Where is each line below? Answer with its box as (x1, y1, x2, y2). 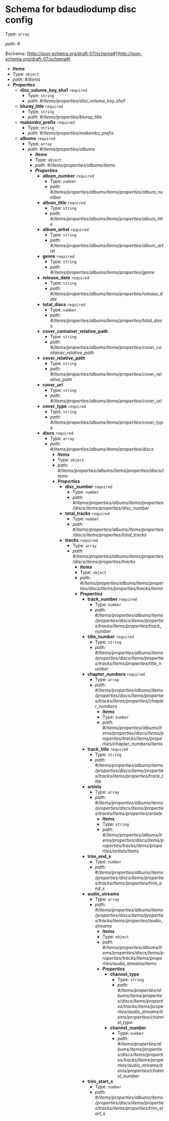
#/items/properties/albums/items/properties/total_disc (50, 317, 162, 323)
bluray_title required (20, 103, 63, 109)
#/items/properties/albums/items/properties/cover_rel (50, 371, 162, 377)
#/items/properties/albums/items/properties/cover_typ (50, 419, 163, 425)
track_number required (87, 596, 137, 602)
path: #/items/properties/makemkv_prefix (27, 130, 114, 136)
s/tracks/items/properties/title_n (95, 660, 162, 666)
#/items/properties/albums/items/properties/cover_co (50, 344, 162, 350)
